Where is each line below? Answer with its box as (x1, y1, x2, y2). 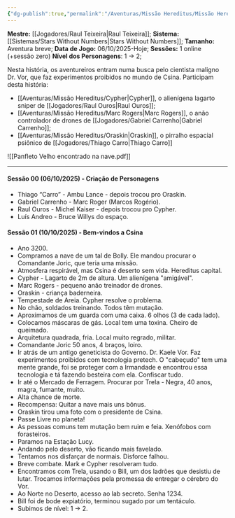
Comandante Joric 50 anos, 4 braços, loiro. (17, 341, 143, 349)
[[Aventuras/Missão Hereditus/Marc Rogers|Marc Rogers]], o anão (17, 108, 209, 117)
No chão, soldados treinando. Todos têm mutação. (17, 304, 164, 312)
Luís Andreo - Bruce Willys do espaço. (17, 212, 129, 220)
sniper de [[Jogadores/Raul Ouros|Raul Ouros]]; (17, 101, 156, 109)
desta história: (7, 80, 49, 88)
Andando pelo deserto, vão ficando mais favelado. (17, 445, 163, 454)
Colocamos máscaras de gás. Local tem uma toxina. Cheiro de (17, 318, 198, 327)
